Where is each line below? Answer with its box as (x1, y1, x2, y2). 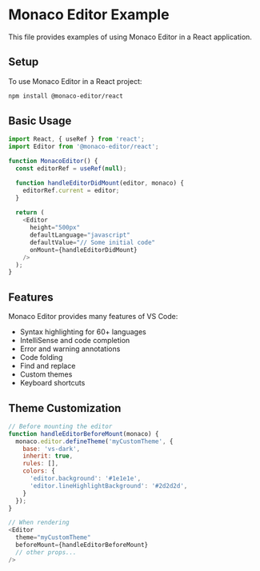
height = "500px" (29, 224, 81, 232)
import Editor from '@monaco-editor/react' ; (8, 142, 159, 151)
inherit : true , (22, 452, 74, 461)
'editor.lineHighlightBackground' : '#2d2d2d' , (29, 481, 188, 489)
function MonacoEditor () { (8, 158, 98, 166)
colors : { (22, 467, 56, 475)
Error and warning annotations (19, 344, 121, 353)
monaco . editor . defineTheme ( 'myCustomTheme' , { (15, 437, 174, 445)
